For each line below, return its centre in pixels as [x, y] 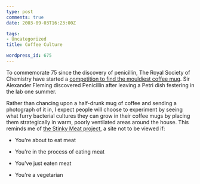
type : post [20, 12]
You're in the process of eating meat [60, 151]
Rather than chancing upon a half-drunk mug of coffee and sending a [92, 103]
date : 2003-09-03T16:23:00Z [41, 23]
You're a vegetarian [39, 174]
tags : [13, 33]
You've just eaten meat [43, 163]
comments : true [25, 17]
